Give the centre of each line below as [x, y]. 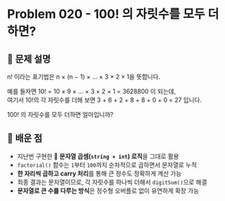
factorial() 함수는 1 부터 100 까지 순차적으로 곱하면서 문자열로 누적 [107, 165]
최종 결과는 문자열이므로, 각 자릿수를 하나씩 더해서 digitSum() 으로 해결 [112, 182]
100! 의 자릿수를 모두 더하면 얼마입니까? [60, 115]
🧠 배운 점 [25, 138]
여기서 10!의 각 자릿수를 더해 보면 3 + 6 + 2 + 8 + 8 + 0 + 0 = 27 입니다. [105, 100]
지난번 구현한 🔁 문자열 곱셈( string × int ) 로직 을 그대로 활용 [98, 156]
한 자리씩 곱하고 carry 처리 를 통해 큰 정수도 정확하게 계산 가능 [99, 173]
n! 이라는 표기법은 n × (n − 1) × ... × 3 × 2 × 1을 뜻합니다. [84, 77]
